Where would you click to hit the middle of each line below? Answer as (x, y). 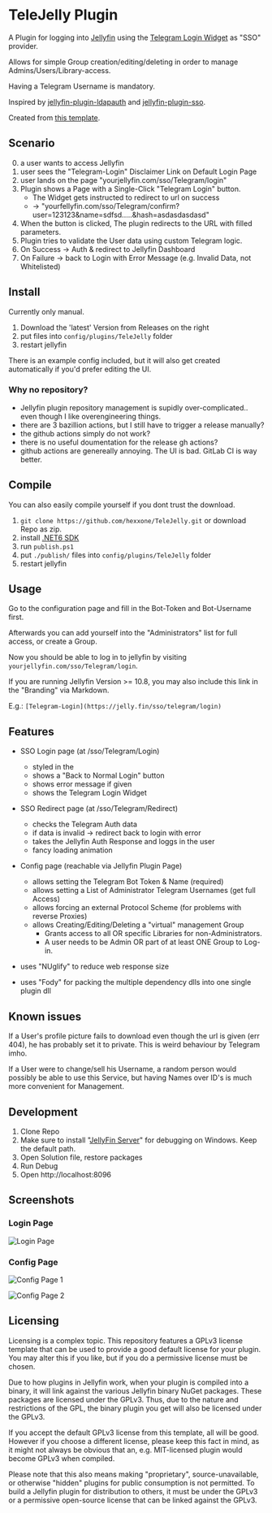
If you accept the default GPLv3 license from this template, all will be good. (134, 1433)
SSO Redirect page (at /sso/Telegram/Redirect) (99, 809)
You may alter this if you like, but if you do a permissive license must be (128, 1358)
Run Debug (39, 1166)
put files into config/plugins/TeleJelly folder (96, 336)
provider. (24, 46)
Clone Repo (40, 1131)
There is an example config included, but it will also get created (114, 360)
